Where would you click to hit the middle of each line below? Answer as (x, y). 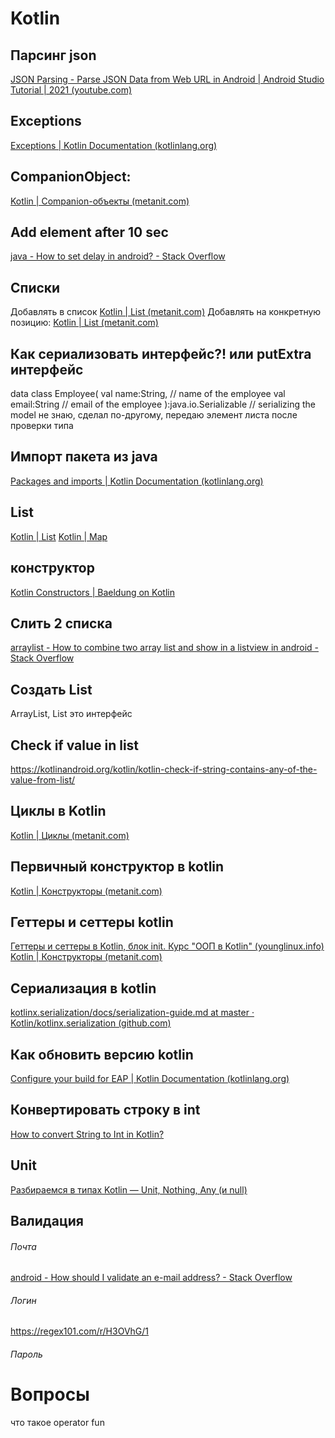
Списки (35, 287)
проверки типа (42, 426)
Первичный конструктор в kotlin (117, 867)
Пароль (26, 1354)
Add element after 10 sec (89, 232)
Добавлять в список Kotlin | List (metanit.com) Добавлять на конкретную (166, 312)
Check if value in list (75, 745)
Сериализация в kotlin (83, 988)
